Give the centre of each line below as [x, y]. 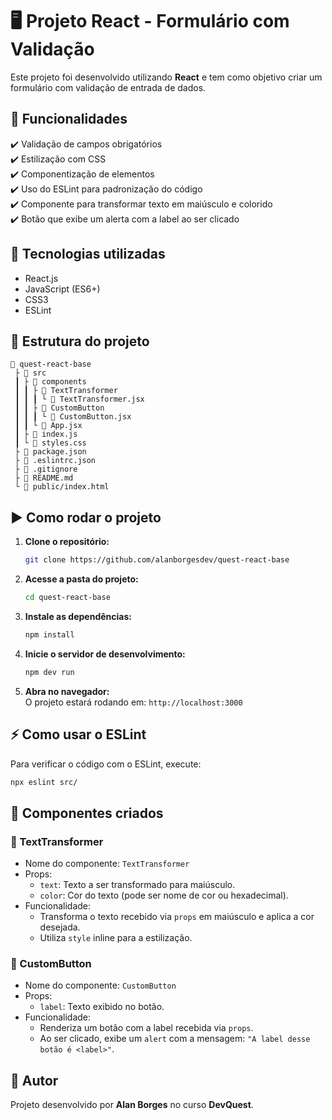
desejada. [60, 927]
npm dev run [49, 672]
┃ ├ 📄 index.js [46, 434]
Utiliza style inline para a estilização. [116, 938]
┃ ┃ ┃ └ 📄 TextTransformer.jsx [79, 399]
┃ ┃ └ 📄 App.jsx [48, 426]
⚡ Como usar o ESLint [78, 734]
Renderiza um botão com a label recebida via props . [146, 1028]
